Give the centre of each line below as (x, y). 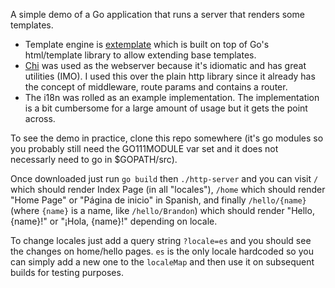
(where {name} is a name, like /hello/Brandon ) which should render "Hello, (162, 210)
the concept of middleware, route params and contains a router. (156, 87)
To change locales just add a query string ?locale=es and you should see (161, 240)
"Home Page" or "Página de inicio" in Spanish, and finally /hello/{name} (158, 200)
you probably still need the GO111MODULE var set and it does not (144, 148)
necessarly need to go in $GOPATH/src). (94, 159)
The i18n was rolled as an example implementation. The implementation (172, 97)
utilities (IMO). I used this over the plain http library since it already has (170, 76)
